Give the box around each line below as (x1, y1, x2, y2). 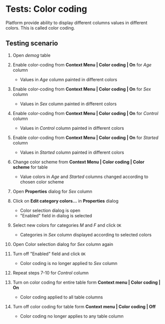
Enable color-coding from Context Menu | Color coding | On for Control (12, 110, 159, 116)
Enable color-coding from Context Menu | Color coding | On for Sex (12, 86, 151, 92)
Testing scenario (5, 39, 58, 48)
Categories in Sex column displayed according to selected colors (20, 232, 152, 237)
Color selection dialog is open (20, 207, 81, 213)
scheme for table (12, 164, 48, 170)
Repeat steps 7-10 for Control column (12, 269, 89, 276)
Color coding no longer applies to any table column (20, 313, 124, 319)
